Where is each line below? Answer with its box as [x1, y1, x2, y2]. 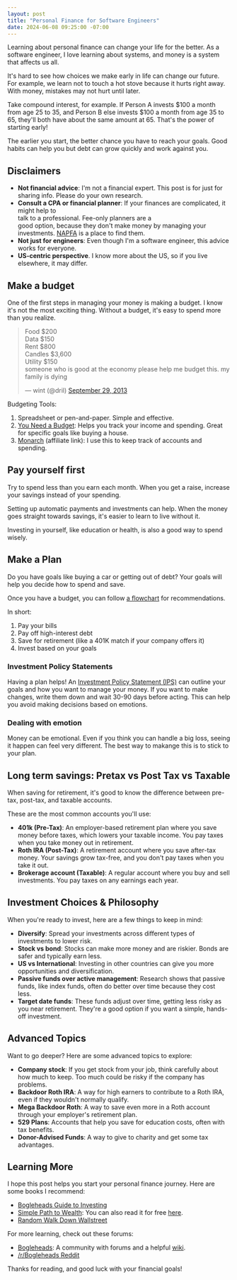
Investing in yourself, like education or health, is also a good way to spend [7, 525, 223, 534]
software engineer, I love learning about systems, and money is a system [7, 50, 220, 59]
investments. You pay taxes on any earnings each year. [17, 876, 179, 885]
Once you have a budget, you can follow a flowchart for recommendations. [7, 593, 226, 602]
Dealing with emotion [7, 717, 83, 727]
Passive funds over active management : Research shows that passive [17, 974, 225, 982]
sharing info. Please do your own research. [17, 191, 143, 200]
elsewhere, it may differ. [17, 259, 88, 268]
